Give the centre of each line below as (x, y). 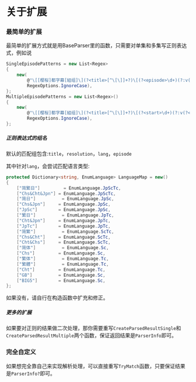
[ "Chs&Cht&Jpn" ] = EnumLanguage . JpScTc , (66, 194)
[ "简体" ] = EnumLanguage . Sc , (63, 248)
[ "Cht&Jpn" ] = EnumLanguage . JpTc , (64, 221)
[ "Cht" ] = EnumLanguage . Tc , (61, 270)
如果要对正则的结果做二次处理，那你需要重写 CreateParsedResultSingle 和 (94, 328)
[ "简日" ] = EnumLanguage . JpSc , (65, 199)
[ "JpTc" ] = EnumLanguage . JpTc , (64, 226)
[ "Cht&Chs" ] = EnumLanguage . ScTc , (64, 242)
